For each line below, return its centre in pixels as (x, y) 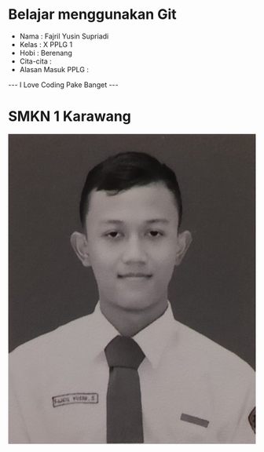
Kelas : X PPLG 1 (46, 44)
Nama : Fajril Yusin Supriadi (64, 36)
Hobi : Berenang (46, 53)
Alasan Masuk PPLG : (54, 69)
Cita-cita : (36, 61)
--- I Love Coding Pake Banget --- (64, 85)
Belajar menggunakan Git (92, 15)
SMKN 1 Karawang (70, 117)
